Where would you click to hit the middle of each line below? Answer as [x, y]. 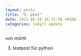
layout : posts [20, 10]
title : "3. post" [24, 15]
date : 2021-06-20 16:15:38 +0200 [41, 19]
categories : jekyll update [34, 24]
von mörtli [16, 38]
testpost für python [33, 48]
